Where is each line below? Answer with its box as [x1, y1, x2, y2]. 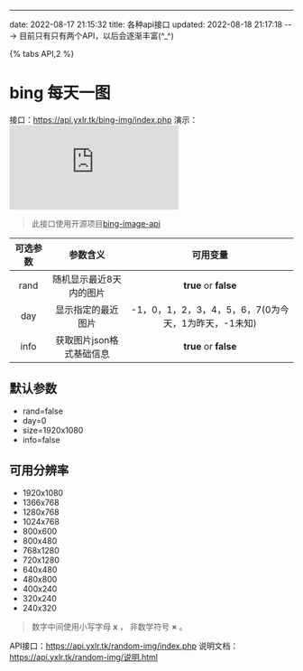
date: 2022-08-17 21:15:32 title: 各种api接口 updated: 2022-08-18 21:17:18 [9, 19, 282, 30]
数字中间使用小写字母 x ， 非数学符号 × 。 [31, 620, 188, 632]
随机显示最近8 [52, 273, 113, 285]
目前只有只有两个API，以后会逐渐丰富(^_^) [19, 31, 174, 41]
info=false [22, 434, 60, 445]
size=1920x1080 [22, 424, 84, 435]
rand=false [22, 405, 63, 416]
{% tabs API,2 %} [9, 49, 75, 59]
